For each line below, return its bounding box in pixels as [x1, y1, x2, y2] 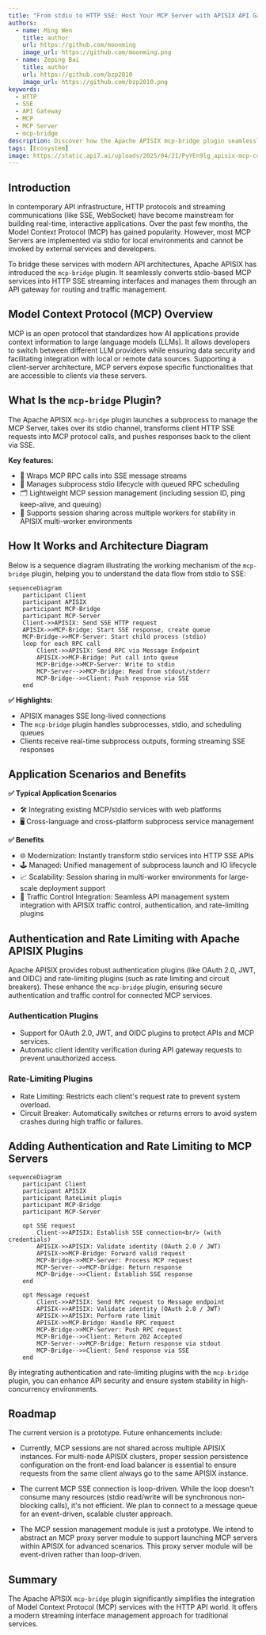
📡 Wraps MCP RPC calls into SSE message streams [19, 471, 188, 480]
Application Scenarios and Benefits [8, 767, 187, 781]
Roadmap [8, 1407, 57, 1420]
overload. [19, 1099, 51, 1110]
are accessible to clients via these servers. [8, 370, 148, 380]
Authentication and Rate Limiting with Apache [8, 932, 240, 945]
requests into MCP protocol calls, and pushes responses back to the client [8, 431, 251, 441]
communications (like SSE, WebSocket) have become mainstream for [8, 211, 234, 220]
